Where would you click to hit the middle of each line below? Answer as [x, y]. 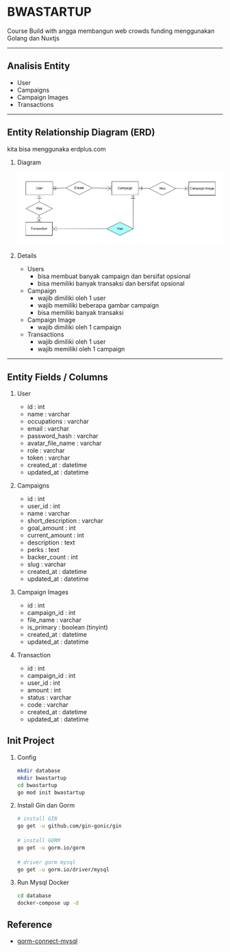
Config [26, 757]
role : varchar [46, 451]
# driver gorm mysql [46, 862]
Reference [30, 924]
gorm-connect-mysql [47, 941]
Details [27, 256]
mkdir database [39, 771]
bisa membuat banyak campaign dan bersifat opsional [114, 276]
